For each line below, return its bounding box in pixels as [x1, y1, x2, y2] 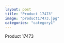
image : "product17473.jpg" [5, 16, 60, 21]
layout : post [5, 7, 32, 12]
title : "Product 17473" [5, 11, 53, 16]
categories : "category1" [5, 20, 55, 25]
